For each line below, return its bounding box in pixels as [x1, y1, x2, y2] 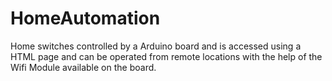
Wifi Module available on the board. [10, 61, 157, 73]
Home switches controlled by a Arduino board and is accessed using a [10, 40, 302, 52]
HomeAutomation [10, 7, 161, 30]
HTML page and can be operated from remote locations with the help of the [10, 50, 323, 62]
